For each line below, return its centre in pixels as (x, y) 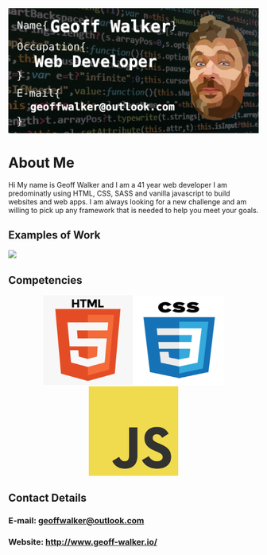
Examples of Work (54, 235)
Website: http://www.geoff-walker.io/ (83, 541)
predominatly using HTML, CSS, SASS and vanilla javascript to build (119, 193)
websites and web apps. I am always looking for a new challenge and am (128, 201)
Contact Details (48, 497)
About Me (41, 163)
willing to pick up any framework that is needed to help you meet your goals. (133, 210)
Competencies (45, 280)
